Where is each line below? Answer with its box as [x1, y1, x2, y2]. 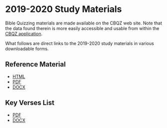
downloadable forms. [5, 45, 49, 51]
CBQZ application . [5, 30, 43, 36]
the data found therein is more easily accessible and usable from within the [5, 25, 160, 31]
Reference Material [5, 60, 66, 68]
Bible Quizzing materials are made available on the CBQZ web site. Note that [5, 20, 162, 26]
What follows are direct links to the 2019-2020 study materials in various [5, 40, 155, 46]
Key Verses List [5, 98, 55, 107]
